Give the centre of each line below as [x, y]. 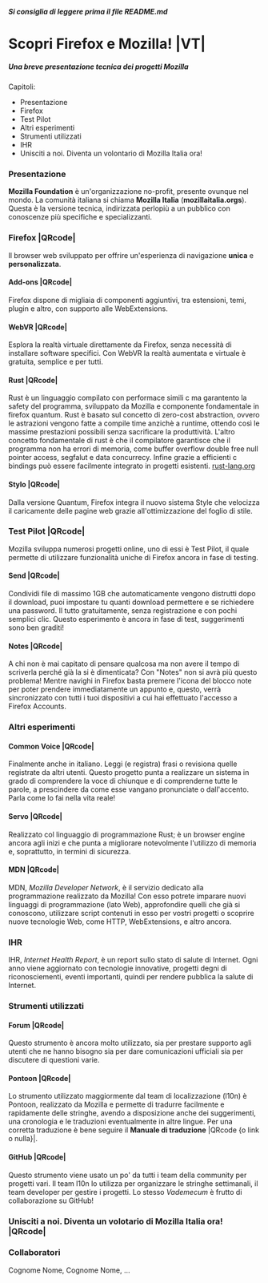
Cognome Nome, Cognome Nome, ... [69, 1270]
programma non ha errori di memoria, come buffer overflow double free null [133, 449]
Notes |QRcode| [36, 646]
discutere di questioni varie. [54, 1060]
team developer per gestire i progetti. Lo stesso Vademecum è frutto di [125, 1192]
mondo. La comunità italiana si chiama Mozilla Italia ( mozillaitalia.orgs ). [127, 200]
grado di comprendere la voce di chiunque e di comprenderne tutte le [123, 781]
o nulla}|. [23, 1139]
